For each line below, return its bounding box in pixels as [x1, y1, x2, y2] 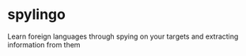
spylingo [7, 6, 66, 24]
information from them [7, 39, 81, 49]
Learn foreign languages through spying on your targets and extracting [7, 32, 239, 41]
